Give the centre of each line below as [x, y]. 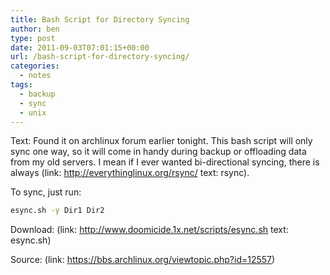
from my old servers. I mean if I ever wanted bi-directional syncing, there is [165, 162]
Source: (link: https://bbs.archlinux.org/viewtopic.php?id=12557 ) [143, 260]
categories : [35, 66]
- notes [35, 76]
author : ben [35, 29]
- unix [33, 112]
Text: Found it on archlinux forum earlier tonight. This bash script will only [161, 141]
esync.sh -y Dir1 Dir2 [57, 211]
